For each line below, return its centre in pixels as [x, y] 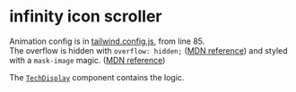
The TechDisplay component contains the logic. [97, 77]
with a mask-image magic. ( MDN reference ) [87, 60]
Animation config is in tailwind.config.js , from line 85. [107, 41]
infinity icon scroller [86, 17]
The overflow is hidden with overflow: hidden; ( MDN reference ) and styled [149, 50]
